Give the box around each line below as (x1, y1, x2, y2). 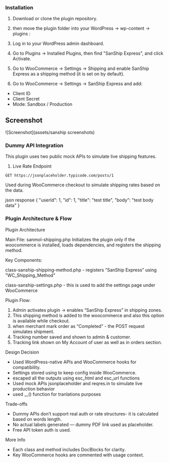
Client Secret (12, 96, 40, 102)
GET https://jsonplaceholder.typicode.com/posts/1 (5, 173, 114, 178)
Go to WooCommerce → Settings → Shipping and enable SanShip (12, 65, 149, 72)
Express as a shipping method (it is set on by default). (12, 71, 125, 77)
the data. (5, 187, 24, 193)
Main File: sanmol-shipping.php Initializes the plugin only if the (5, 236, 135, 242)
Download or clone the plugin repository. (12, 16, 97, 22)
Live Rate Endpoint (12, 163, 52, 170)
